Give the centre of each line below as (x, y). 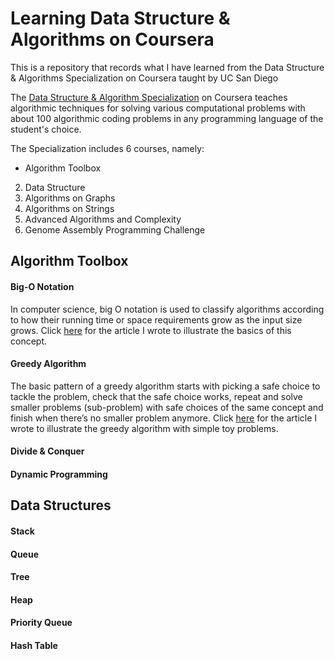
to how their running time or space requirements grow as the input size (156, 319)
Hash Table (34, 645)
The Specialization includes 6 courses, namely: (107, 148)
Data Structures (61, 505)
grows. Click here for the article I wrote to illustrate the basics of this (151, 330)
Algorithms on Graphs (70, 198)
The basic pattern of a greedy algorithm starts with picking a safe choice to (165, 386)
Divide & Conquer (47, 451)
